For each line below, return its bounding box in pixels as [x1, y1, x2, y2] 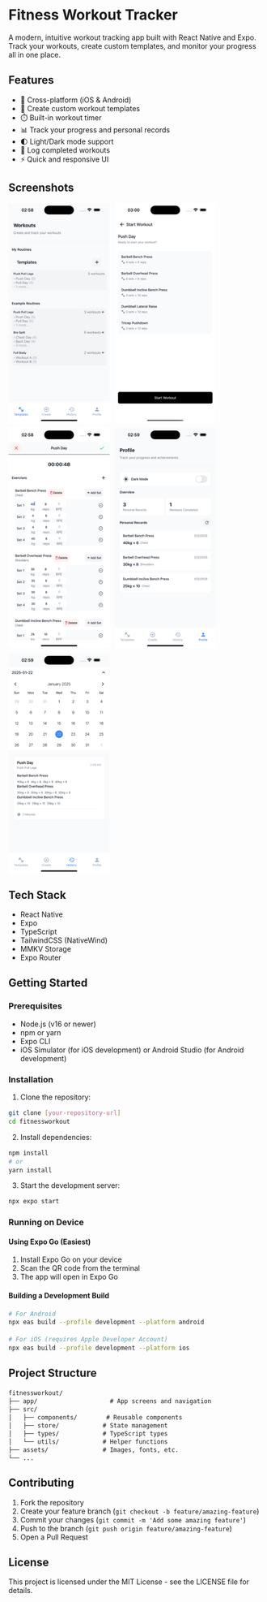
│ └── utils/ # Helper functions [8, 1437, 168, 1446]
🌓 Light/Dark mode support [19, 136, 114, 146]
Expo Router [19, 952, 62, 963]
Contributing [8, 1476, 74, 1490]
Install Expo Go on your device [19, 1254, 123, 1264]
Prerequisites [8, 1000, 62, 1012]
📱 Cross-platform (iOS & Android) [19, 95, 132, 105]
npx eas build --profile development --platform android [8, 1318, 205, 1327]
